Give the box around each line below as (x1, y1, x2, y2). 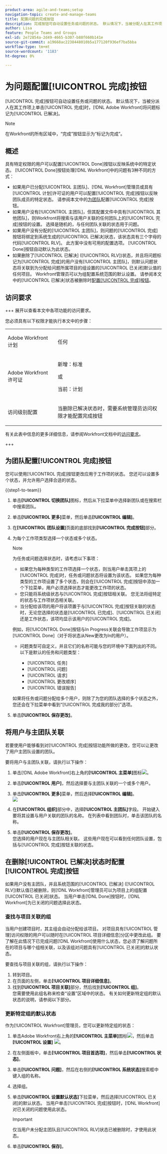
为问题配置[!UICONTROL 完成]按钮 (5, 81, 147, 92)
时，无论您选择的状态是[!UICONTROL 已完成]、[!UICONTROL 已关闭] (19, 609, 161, 615)
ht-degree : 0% (5, 53, 35, 59)
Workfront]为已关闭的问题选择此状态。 (5, 900, 84, 906)
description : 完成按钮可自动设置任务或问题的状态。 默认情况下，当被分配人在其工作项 (5, 21, 163, 26)
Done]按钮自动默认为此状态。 (12, 246, 73, 252)
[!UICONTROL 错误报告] (27, 684, 76, 690)
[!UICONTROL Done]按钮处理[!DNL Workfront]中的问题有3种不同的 (14, 167, 152, 173)
